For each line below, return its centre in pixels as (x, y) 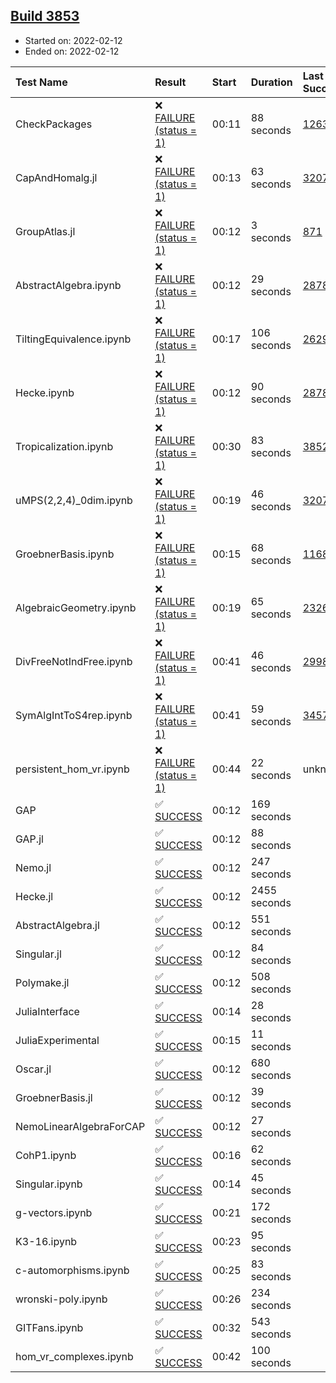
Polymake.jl (42, 982)
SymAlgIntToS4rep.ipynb (74, 715)
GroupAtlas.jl (45, 231)
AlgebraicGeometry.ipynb (76, 607)
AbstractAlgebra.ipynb (68, 285)
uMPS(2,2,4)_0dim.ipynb (74, 500)
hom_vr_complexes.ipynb (74, 1356)
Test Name (41, 82)
